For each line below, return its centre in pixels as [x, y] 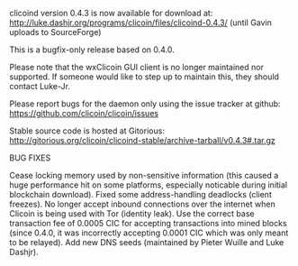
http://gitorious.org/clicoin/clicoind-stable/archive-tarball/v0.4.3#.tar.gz [143, 140]
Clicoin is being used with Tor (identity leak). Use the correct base [132, 214]
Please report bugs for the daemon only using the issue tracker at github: [145, 104]
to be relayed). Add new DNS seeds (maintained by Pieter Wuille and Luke [147, 242]
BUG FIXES [30, 158]
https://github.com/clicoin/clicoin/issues [84, 113]
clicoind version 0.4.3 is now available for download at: [111, 13]
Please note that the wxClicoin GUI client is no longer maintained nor [136, 67]
